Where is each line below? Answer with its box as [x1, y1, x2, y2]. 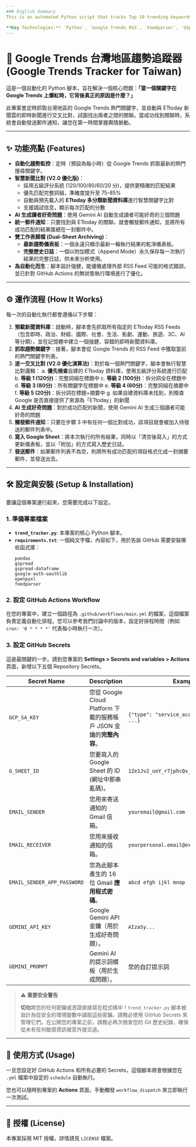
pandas [14, 556, 31, 561]
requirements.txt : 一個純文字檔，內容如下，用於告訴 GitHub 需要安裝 [14, 537, 181, 544]
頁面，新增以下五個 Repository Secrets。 [6, 663, 104, 670]
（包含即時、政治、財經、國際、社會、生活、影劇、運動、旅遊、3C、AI [14, 331, 185, 338]
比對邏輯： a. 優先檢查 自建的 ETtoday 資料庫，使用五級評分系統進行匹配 [14, 367, 188, 374]
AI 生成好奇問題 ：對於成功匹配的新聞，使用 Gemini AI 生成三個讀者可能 [14, 404, 185, 411]
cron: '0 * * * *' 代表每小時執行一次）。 [6, 625, 106, 632]
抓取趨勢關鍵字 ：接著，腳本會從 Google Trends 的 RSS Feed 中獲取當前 [14, 345, 187, 352]
